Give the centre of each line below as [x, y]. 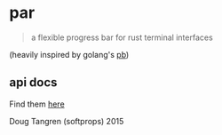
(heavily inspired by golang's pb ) [69, 54]
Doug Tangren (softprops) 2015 [67, 121]
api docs [33, 83]
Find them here [37, 104]
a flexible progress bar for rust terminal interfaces [122, 37]
